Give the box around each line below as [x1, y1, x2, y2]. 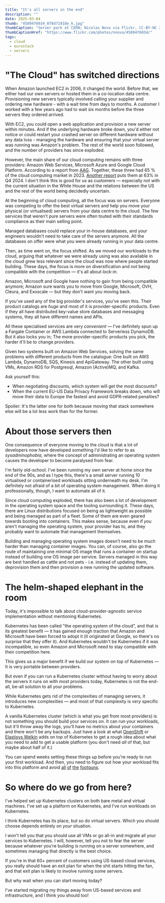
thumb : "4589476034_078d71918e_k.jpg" [5, 21, 84, 26]
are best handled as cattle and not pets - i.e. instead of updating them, [5, 559, 148, 565]
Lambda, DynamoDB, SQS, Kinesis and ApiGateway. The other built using [5, 359, 154, 365]
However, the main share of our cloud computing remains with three [5, 157, 143, 163]
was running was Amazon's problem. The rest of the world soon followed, [5, 142, 155, 148]
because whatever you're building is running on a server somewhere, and [5, 843, 154, 849]
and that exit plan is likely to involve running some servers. [5, 868, 124, 874]
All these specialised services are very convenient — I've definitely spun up [5, 324, 158, 329]
